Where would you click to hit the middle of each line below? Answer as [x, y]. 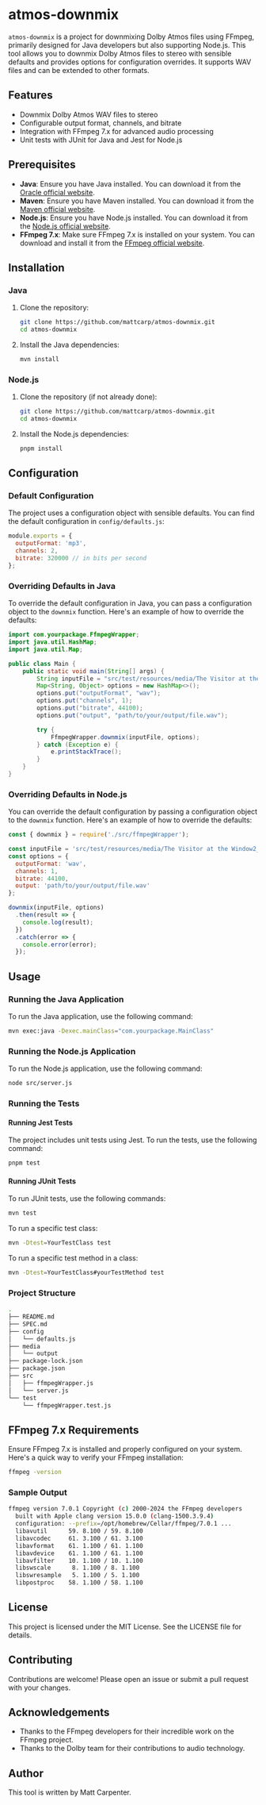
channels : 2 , [37, 551]
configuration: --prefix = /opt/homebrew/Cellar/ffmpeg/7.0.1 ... [123, 1524]
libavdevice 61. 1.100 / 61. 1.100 [80, 1553]
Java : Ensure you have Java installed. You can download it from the [130, 183]
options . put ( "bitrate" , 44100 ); [90, 708]
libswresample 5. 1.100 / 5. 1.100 [78, 1576]
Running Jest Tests [41, 1122]
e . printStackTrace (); [86, 752]
